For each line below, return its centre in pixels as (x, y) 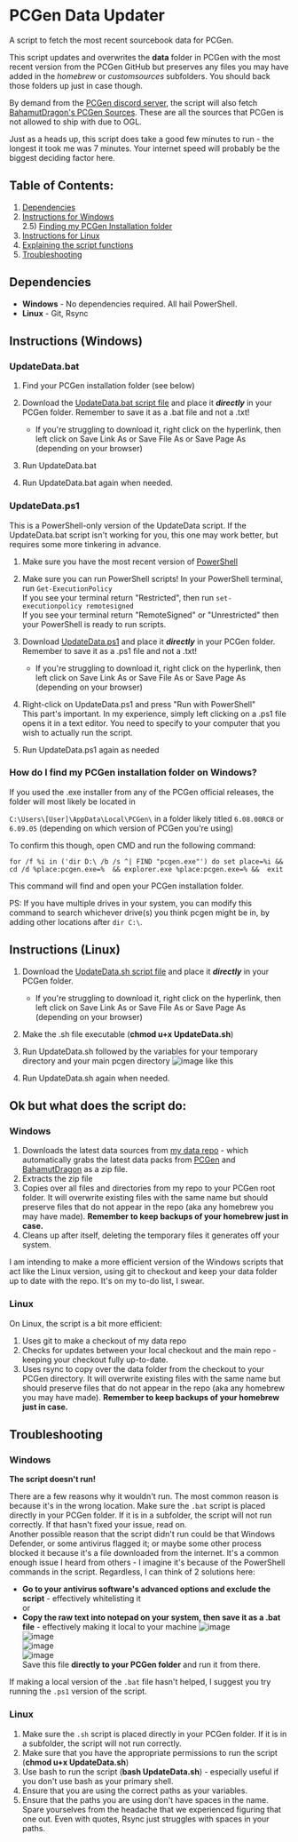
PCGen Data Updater (87, 16)
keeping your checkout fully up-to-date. (95, 1360)
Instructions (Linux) (65, 950)
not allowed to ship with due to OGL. (75, 122)
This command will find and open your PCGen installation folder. (126, 886)
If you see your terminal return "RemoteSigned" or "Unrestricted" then (150, 615)
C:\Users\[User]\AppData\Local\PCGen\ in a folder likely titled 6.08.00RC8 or (146, 818)
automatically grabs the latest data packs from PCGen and (129, 1160)
